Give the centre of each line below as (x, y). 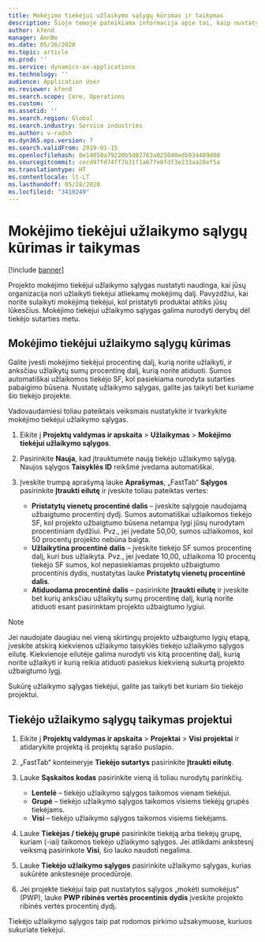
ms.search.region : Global (50, 119)
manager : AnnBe (33, 38)
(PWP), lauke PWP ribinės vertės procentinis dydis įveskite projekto (131, 898)
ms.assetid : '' (33, 111)
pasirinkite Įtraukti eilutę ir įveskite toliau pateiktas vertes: (114, 491)
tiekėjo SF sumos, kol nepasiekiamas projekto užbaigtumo (126, 565)
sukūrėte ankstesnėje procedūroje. (76, 874)
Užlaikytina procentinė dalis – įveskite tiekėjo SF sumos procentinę (142, 548)
